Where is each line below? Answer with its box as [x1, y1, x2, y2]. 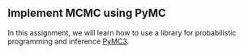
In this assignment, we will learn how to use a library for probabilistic [7, 27, 237, 37]
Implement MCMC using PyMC [7, 6, 167, 20]
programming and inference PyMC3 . [7, 36, 130, 46]
